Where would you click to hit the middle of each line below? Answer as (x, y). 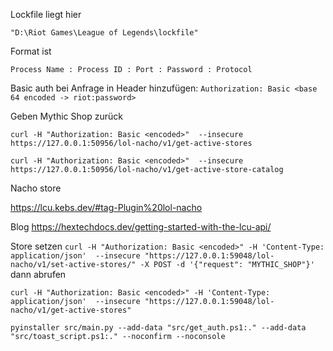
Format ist (31, 51)
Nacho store (36, 188)
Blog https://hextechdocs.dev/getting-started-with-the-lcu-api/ (141, 227)
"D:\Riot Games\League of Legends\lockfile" (104, 33)
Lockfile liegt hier (46, 14)
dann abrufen (38, 274)
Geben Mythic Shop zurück (66, 116)
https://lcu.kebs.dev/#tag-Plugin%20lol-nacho (106, 207)
